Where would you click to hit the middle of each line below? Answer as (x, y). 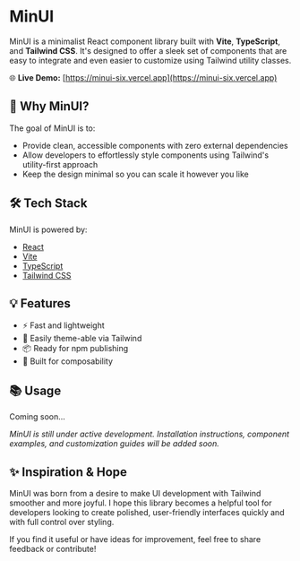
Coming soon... (37, 417)
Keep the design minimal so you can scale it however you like (135, 174)
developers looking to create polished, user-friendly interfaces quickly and (147, 512)
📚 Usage (35, 390)
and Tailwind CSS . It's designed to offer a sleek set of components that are (148, 50)
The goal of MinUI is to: (52, 128)
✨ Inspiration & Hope (69, 472)
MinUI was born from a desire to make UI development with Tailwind (135, 493)
